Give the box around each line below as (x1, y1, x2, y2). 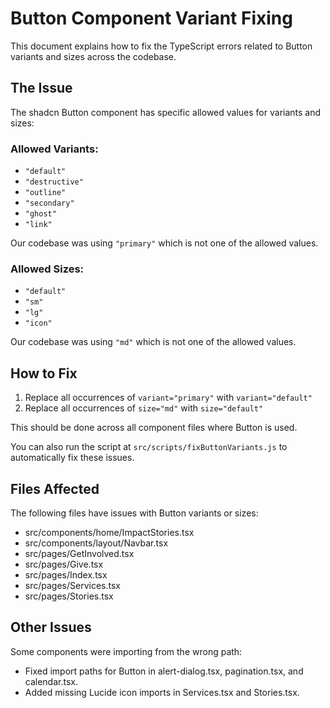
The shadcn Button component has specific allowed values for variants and (10, 106, 322, 118)
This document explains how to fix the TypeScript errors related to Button (10, 40, 313, 52)
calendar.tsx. (24, 675, 78, 687)
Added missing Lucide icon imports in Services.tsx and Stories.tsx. (24, 686, 300, 698)
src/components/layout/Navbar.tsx (24, 537, 169, 549)
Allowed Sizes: (10, 262, 85, 276)
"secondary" (24, 198, 75, 209)
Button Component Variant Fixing (10, 7, 293, 30)
